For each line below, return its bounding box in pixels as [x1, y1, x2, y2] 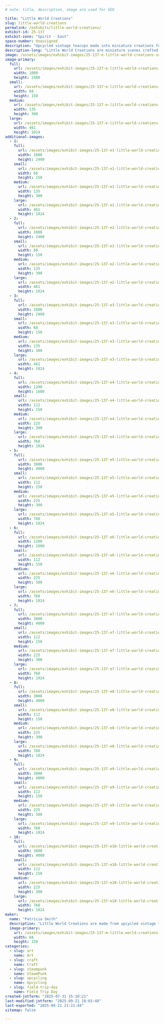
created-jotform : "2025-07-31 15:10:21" [5, 994, 89, 999]
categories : [5, 944, 29, 949]
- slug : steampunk [9, 967, 47, 972]
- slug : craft [9, 957, 38, 962]
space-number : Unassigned [5, 39, 58, 44]
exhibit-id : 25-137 [5, 30, 45, 35]
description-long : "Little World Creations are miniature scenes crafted [5, 47, 159, 53]
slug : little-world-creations [5, 21, 67, 25]
